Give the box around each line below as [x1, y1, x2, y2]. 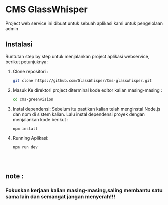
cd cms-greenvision [12, 97, 54, 102]
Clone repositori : [12, 68, 49, 74]
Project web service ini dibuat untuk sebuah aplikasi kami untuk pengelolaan [5, 20, 163, 26]
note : [5, 172, 24, 180]
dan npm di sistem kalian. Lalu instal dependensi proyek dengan [12, 111, 145, 117]
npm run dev [12, 145, 38, 150]
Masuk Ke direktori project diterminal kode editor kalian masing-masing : [12, 87, 163, 93]
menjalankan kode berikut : [12, 116, 69, 122]
